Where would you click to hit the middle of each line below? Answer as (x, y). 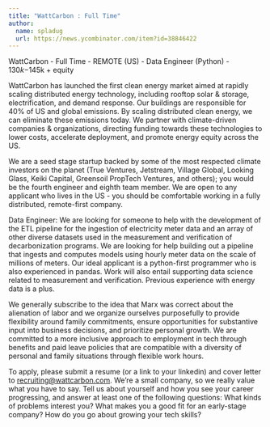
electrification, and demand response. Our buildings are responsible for (127, 103)
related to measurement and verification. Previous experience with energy (132, 281)
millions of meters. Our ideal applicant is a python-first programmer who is (133, 263)
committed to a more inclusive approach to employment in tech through (128, 339)
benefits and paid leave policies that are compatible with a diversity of (125, 348)
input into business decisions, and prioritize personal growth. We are (122, 330)
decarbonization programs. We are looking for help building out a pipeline (131, 246)
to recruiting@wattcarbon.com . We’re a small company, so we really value (132, 380)
